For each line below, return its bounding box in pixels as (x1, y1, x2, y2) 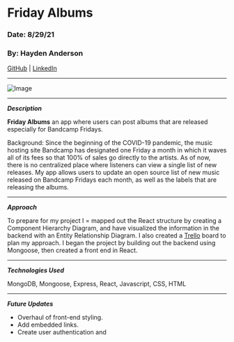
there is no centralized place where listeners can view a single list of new (7, 161, 217, 169)
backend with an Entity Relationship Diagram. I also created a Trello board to (7, 231, 226, 240)
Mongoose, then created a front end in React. (7, 246, 138, 255)
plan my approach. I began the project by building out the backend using (7, 239, 216, 247)
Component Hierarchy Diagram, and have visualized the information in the (7, 224, 220, 233)
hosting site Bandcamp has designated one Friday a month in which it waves (7, 146, 227, 155)
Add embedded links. (17, 320, 79, 329)
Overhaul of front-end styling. (17, 313, 103, 322)
